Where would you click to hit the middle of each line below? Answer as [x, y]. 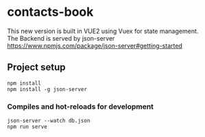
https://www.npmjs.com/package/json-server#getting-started [95, 45]
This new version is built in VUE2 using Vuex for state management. [103, 31]
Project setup [37, 67]
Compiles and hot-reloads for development [81, 106]
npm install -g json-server [47, 89]
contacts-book [50, 12]
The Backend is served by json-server [61, 38]
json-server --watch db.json [49, 121]
